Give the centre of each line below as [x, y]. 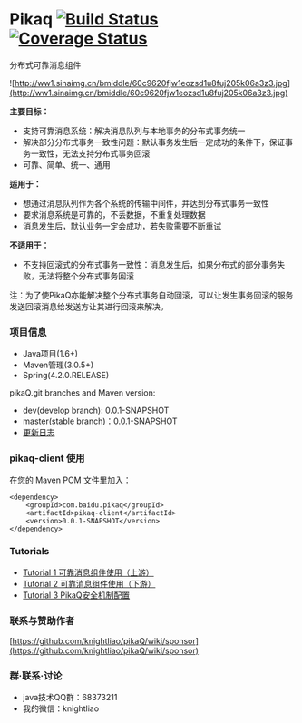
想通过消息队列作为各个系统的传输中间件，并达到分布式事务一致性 [146, 203]
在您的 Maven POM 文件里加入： [70, 480]
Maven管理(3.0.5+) [58, 365]
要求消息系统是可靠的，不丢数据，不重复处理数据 [114, 214]
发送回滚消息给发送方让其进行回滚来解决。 [89, 306]
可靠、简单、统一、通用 [66, 164]
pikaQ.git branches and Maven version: [83, 393]
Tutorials [29, 552]
